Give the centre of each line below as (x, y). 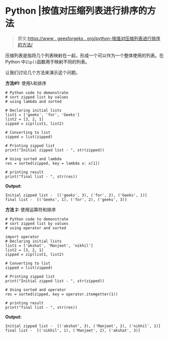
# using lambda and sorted (33, 101)
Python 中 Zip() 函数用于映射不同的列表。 (48, 62)
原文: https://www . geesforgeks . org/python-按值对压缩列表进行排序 (89, 38)
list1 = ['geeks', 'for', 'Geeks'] (43, 115)
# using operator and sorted (36, 228)
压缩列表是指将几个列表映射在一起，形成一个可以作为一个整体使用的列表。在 (84, 55)
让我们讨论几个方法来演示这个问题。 (43, 72)
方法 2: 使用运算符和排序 (31, 209)
